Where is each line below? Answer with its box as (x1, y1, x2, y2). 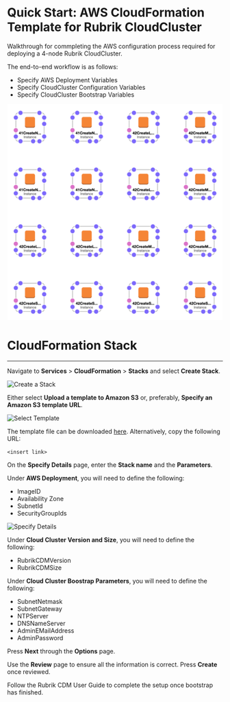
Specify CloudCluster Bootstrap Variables (16, 90, 135, 99)
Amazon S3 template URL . (7, 400, 84, 409)
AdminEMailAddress (16, 626, 75, 635)
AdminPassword (16, 633, 64, 642)
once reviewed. (7, 667, 51, 676)
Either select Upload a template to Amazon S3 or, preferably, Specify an (7, 393, 213, 402)
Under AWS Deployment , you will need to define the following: (7, 474, 185, 482)
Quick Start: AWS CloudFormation (7, 5, 205, 21)
